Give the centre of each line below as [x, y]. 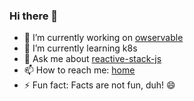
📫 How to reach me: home [79, 70]
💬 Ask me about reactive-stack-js [92, 59]
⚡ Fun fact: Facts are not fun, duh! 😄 [99, 85]
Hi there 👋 [34, 16]
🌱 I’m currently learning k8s [80, 48]
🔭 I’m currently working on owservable [103, 38]
